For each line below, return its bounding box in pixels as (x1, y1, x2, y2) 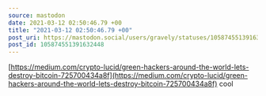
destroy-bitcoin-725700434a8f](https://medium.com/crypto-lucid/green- (8, 71, 248, 80)
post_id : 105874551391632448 (8, 41, 104, 49)
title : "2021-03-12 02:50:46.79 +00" (8, 26, 133, 34)
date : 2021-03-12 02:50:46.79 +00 (8, 19, 123, 27)
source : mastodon (8, 11, 66, 20)
